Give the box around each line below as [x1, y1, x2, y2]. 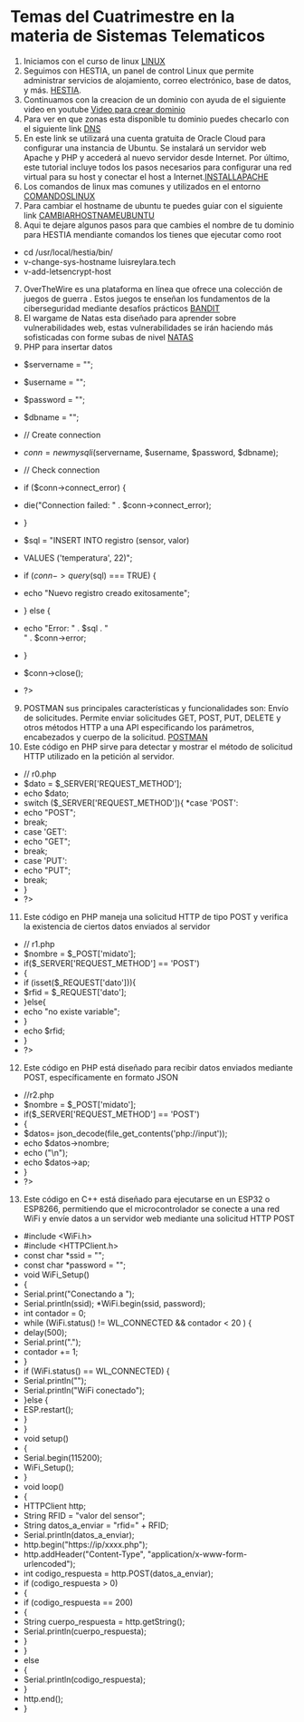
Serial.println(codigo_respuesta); [23, 1674, 146, 1685]
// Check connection [23, 465, 100, 475]
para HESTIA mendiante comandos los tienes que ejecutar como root [23, 229, 282, 240]
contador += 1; [23, 1345, 79, 1357]
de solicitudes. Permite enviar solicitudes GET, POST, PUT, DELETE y [23, 712, 281, 723]
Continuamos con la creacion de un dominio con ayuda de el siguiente [23, 93, 286, 105]
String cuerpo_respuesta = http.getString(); [23, 1616, 185, 1627]
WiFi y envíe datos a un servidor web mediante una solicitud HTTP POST [23, 1213, 295, 1224]
